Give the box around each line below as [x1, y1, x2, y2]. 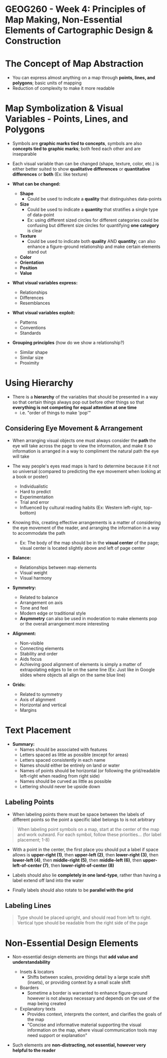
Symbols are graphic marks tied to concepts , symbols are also [12, 141, 143, 147]
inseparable [12, 151, 37, 157]
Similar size [19, 355, 44, 361]
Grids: [12, 681, 26, 687]
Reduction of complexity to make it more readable [12, 85, 115, 91]
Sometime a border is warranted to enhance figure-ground [27, 990, 148, 996]
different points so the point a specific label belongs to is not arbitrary [12, 817, 156, 823]
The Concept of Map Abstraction [5, 58, 144, 69]
